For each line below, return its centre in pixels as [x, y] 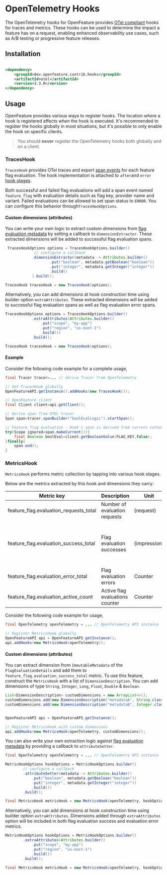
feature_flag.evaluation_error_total [47, 576]
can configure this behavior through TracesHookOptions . [61, 206]
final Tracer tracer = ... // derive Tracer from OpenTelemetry [71, 378]
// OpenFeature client [29, 400]
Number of [114, 504]
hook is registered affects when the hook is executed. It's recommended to [82, 121]
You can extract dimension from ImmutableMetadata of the [64, 665]
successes [114, 550]
